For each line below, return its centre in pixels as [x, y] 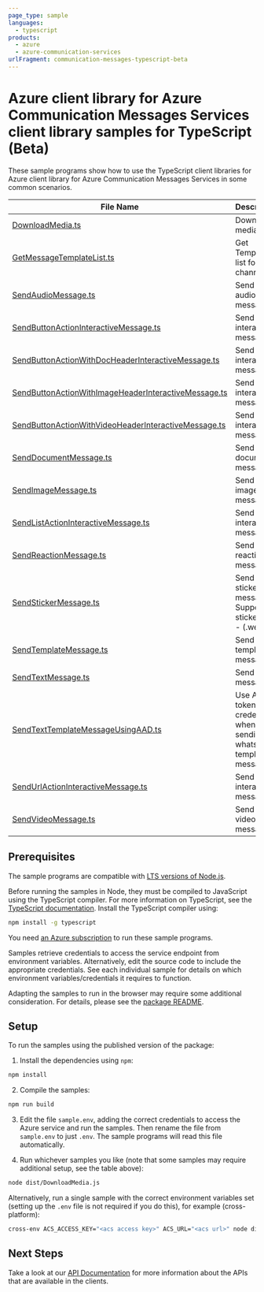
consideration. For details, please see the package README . [106, 1001]
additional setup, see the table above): [81, 1168]
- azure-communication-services [68, 52]
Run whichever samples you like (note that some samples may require [133, 1160]
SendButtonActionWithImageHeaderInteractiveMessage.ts [120, 393]
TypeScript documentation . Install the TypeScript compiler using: [113, 908]
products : [24, 37]
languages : [26, 23]
